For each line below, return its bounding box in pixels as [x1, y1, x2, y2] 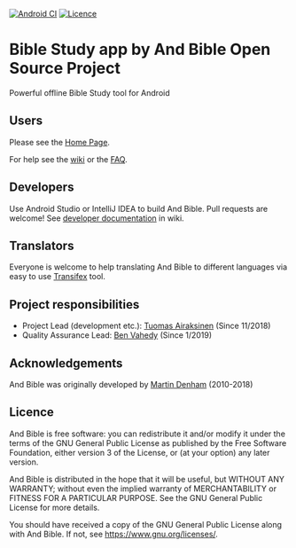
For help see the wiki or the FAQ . [9, 153, 128, 164]
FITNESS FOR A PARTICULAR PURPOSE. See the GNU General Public [9, 492, 263, 503]
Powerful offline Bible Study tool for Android [9, 87, 170, 98]
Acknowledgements [9, 356, 123, 371]
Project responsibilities [9, 297, 140, 312]
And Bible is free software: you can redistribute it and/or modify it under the [9, 428, 286, 439]
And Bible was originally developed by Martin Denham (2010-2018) [9, 380, 253, 389]
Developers [9, 180, 74, 195]
